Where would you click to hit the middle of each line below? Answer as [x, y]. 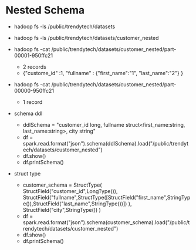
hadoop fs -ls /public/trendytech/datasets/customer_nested [86, 38]
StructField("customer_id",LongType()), [70, 191]
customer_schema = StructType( [62, 185]
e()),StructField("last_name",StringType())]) [75, 204]
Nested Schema [45, 10]
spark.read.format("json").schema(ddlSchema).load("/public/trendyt [106, 143]
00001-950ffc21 [33, 55]
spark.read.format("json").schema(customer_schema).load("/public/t [106, 222]
